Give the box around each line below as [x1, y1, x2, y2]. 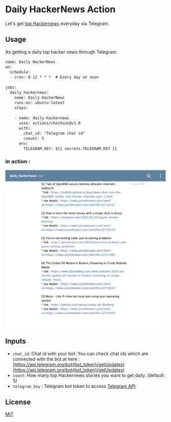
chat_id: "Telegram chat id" [23, 131, 85, 136]
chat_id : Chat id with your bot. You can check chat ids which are [12, 351, 149, 357]
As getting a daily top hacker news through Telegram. [5, 48, 118, 55]
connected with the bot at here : [12, 356, 80, 362]
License [5, 398, 31, 406]
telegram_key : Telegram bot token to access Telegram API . [12, 383, 137, 389]
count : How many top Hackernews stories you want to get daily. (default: [12, 372, 165, 378]
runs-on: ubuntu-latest [14, 100, 65, 105]
